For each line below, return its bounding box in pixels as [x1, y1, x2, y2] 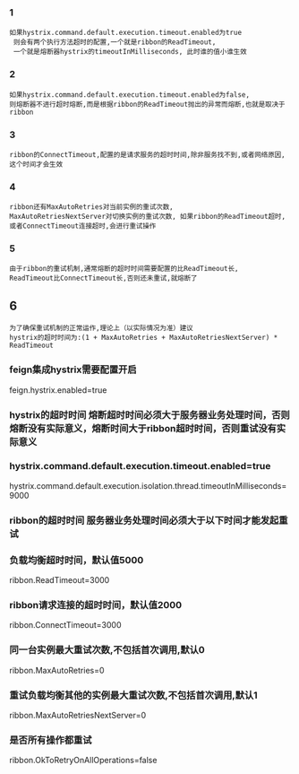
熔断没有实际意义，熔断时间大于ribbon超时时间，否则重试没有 [9, 422, 278, 434]
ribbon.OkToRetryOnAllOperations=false [9, 755, 158, 766]
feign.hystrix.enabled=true [9, 384, 107, 396]
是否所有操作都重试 [9, 734, 92, 746]
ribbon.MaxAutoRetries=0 [9, 665, 105, 675]
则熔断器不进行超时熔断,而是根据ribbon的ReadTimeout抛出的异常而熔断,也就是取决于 [9, 100, 286, 109]
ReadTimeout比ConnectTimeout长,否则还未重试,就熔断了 [9, 274, 198, 283]
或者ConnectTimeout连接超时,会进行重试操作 [9, 222, 157, 230]
